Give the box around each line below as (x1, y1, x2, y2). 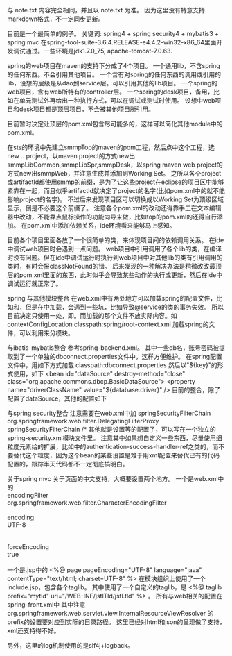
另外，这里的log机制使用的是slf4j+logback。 (7, 641, 134, 649)
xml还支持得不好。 (7, 627, 60, 634)
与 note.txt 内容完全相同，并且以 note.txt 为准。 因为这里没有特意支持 (7, 6, 206, 14)
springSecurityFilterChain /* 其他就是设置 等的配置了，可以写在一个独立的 (7, 426, 216, 433)
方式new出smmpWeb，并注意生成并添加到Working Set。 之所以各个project (7, 169, 222, 177)
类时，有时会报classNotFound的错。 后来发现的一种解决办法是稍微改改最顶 (7, 262, 222, 270)
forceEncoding (7, 543, 50, 550)
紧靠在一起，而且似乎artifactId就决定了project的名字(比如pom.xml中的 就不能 (7, 187, 225, 194)
